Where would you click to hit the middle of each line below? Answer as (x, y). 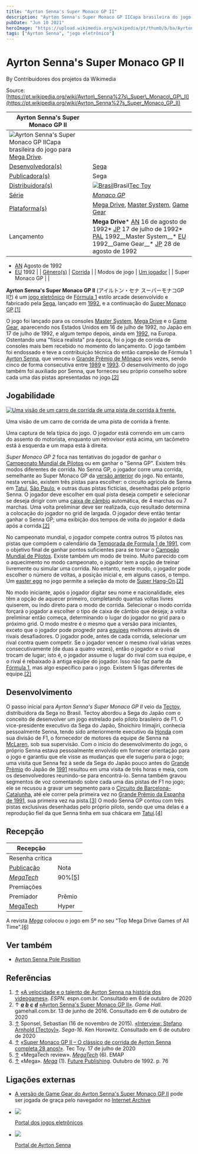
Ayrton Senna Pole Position (47, 960)
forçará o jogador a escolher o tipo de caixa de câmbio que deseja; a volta (96, 611)
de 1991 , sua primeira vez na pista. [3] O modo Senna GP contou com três (95, 800)
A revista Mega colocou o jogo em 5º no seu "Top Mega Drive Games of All (98, 921)
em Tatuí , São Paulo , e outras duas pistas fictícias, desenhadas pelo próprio (98, 488)
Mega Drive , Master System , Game (141, 205)
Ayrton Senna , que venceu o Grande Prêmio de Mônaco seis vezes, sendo (96, 359)
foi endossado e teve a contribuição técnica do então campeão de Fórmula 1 (99, 352)
